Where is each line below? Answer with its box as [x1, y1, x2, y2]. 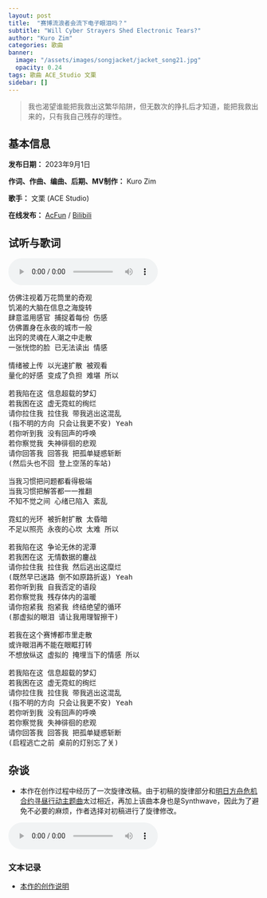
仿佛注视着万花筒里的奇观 [8, 293, 92, 303]
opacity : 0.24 [15, 64, 62, 72]
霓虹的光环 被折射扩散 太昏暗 [8, 515, 108, 524]
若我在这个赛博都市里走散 [8, 631, 92, 639]
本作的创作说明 [19, 881, 69, 891]
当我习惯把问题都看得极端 [8, 477, 92, 486]
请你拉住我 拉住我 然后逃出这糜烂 [8, 563, 122, 572]
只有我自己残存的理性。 [49, 111, 126, 121]
